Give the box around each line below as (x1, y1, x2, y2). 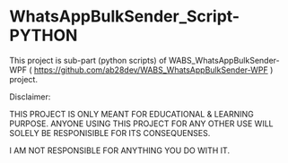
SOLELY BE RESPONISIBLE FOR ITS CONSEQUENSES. (9, 127, 211, 138)
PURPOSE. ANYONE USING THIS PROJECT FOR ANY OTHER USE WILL (9, 118, 274, 129)
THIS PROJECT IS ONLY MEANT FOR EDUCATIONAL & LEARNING (9, 108, 254, 119)
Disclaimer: (9, 91, 51, 102)
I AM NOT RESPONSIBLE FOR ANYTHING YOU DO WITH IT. (9, 145, 231, 156)
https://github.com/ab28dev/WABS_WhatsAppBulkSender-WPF (33, 64, 269, 75)
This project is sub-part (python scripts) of (9, 55, 168, 65)
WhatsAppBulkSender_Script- (9, 6, 240, 27)
